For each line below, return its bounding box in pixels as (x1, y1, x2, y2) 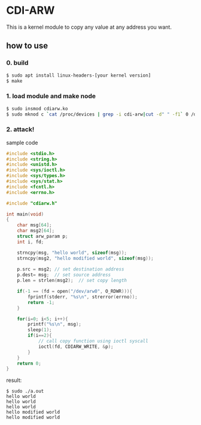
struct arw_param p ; (17, 233, 68, 239)
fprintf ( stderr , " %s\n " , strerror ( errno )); (28, 294, 138, 300)
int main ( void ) (6, 211, 44, 217)
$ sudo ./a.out (6, 388, 44, 394)
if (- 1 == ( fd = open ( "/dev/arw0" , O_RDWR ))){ (17, 289, 133, 295)
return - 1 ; (28, 299, 55, 305)
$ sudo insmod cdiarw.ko (6, 105, 68, 111)
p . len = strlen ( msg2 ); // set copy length (17, 278, 127, 284)
